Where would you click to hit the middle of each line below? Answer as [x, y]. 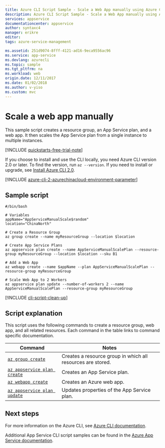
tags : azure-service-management [38, 42]
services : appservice [27, 19]
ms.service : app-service [30, 55]
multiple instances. [24, 141]
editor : [13, 37]
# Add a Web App [22, 263]
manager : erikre [22, 33]
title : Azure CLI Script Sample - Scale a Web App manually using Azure [81, 10]
